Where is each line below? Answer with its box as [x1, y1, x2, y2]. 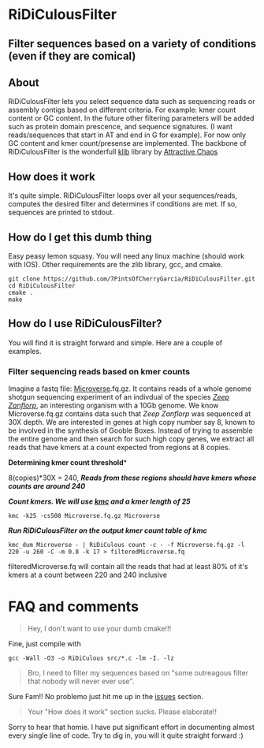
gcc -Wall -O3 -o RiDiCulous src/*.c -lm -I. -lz [8, 654, 175, 663]
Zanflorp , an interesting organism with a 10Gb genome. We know [8, 400, 219, 411]
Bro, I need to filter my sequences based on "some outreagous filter [27, 668, 249, 678]
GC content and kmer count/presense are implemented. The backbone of [8, 139, 247, 148]
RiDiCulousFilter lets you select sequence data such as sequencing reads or [8, 97, 255, 106]
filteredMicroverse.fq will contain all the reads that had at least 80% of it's [8, 562, 248, 571]
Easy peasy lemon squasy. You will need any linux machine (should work [8, 251, 245, 261]
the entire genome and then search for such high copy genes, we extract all [8, 434, 255, 444]
